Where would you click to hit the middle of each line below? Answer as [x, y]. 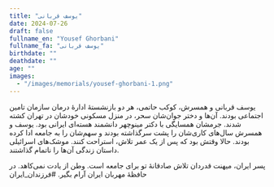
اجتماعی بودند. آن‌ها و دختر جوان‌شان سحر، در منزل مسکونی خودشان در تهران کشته [136, 115]
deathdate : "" [33, 62]
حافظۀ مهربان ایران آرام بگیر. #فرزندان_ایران [78, 174]
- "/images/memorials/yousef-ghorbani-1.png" [95, 83]
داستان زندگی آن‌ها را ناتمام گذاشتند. [64, 150]
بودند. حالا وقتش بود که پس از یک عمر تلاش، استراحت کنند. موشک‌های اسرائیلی [130, 141]
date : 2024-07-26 [39, 23]
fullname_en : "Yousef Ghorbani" [64, 38]
